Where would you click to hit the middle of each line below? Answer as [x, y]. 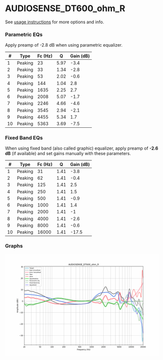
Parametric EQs [24, 34]
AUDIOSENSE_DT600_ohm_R [65, 9]
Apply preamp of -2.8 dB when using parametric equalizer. [64, 45]
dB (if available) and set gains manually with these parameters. [68, 154]
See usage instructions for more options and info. [55, 22]
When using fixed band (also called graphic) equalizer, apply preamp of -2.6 [82, 148]
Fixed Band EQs [24, 137]
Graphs [14, 246]
